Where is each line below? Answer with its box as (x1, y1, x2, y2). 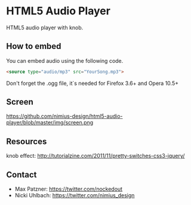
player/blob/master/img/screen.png (6, 119, 94, 126)
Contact (6, 169, 37, 180)
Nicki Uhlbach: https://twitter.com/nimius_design (14, 192, 135, 199)
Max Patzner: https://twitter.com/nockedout (14, 185, 123, 192)
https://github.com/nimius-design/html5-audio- (6, 112, 123, 120)
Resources (6, 136, 47, 146)
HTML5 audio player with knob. (6, 24, 84, 31)
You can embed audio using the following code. (6, 57, 124, 64)
